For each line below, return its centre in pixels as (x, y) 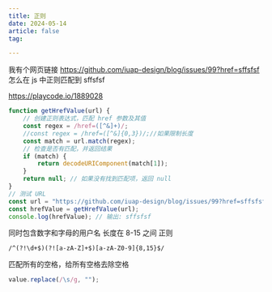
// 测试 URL (27, 194)
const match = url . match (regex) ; (79, 141)
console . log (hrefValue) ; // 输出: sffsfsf (80, 217)
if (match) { (45, 156)
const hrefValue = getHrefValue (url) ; (74, 209)
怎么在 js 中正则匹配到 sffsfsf (57, 80)
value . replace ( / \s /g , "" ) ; (54, 280)
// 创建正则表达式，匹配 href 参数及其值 (85, 118)
